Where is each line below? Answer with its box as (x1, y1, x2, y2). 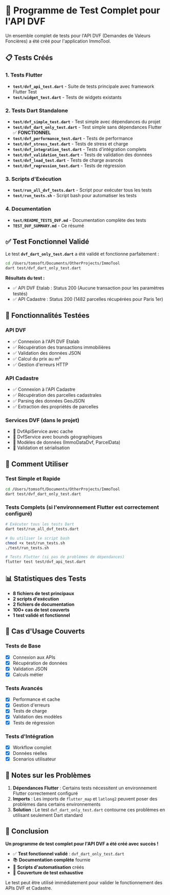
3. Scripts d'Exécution (5, 175, 61, 182)
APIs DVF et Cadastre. (5, 885, 52, 891)
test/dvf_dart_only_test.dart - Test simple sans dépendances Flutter (12, 124, 162, 130)
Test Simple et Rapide (5, 475, 60, 482)
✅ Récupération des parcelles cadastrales (12, 392, 101, 398)
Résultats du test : (5, 275, 45, 281)
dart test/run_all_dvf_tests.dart (5, 526, 79, 531)
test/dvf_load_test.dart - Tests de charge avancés (12, 157, 123, 163)
